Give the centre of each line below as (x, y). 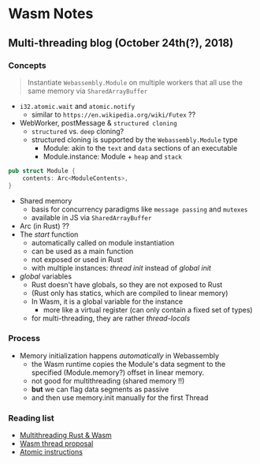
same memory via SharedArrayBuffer (87, 91)
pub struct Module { (42, 170)
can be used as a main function (82, 251)
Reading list (32, 417)
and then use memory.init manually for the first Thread (120, 397)
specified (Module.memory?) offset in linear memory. (118, 372)
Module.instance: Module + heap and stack (113, 156)
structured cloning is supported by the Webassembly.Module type (134, 140)
